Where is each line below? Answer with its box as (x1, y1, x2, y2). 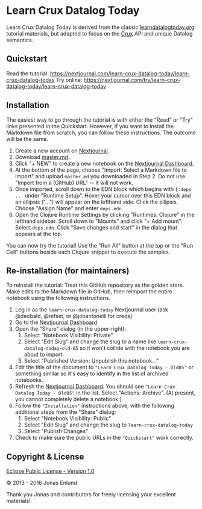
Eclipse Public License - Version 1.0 (6, 467, 95, 475)
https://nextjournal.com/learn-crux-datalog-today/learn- (50, 70, 190, 77)
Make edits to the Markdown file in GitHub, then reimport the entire (6, 288, 173, 295)
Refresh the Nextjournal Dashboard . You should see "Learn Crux (14, 383, 175, 390)
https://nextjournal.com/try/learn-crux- (83, 76, 181, 83)
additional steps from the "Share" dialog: (14, 408, 116, 416)
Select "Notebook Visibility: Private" (24, 332, 113, 339)
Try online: (55, 76, 83, 83)
